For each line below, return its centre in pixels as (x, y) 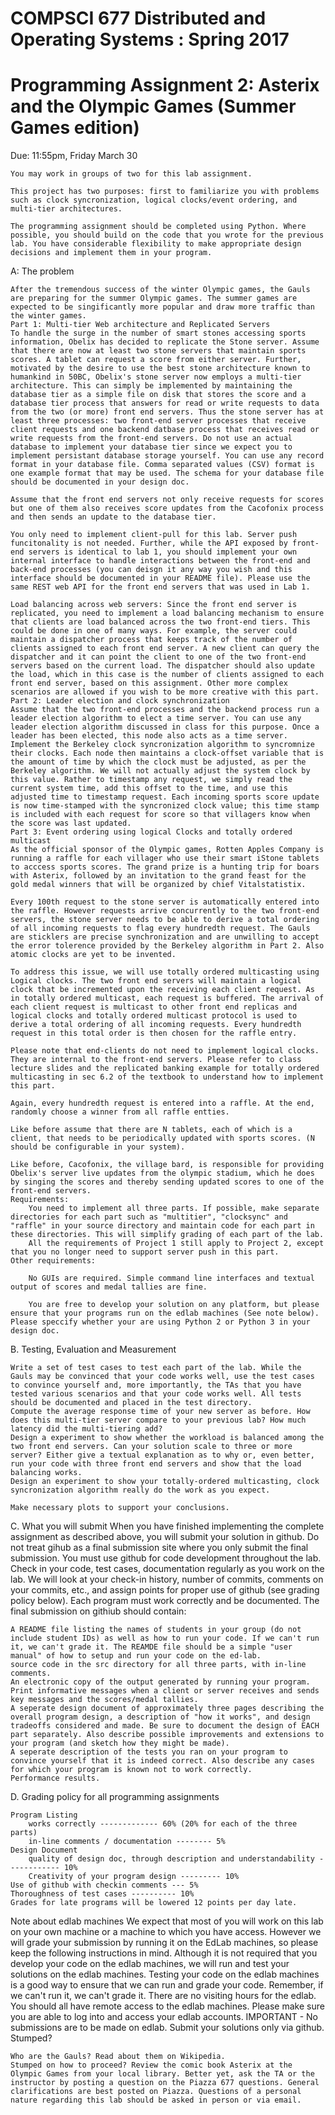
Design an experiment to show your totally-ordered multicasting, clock (165, 1482)
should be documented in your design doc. (100, 482)
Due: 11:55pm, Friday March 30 (74, 156)
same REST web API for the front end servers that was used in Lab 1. (160, 587)
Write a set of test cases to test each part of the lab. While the (156, 1368)
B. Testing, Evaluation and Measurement (93, 1349)
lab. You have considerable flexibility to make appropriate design (156, 244)
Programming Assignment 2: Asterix (165, 85)
